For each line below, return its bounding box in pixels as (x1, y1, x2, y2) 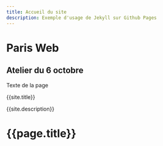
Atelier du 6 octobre (6, 65, 84, 76)
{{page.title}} (6, 126, 76, 141)
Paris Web (6, 41, 59, 55)
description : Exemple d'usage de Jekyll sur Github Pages (6, 15, 157, 21)
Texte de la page (6, 81, 49, 89)
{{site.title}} (6, 93, 35, 101)
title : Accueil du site (6, 9, 67, 15)
